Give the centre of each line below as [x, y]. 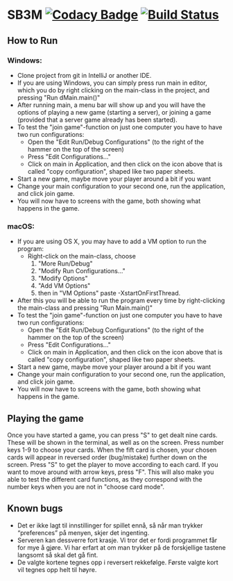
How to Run [33, 41]
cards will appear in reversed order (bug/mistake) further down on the [107, 457]
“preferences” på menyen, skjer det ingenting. [83, 532]
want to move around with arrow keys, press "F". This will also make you [111, 472]
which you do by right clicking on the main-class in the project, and [113, 90]
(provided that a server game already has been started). [97, 120]
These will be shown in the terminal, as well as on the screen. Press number [115, 442]
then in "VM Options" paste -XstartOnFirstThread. [109, 293]
